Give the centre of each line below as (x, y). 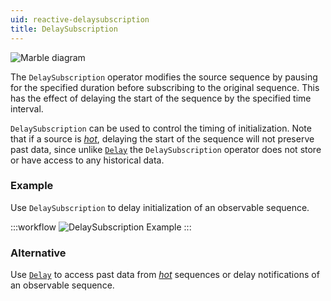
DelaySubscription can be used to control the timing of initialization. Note (161, 128)
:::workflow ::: (101, 227)
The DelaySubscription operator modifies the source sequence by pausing (164, 77)
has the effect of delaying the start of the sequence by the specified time (161, 98)
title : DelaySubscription (64, 29)
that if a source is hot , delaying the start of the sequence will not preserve (162, 138)
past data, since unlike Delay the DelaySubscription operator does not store (166, 149)
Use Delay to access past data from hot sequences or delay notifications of (165, 275)
